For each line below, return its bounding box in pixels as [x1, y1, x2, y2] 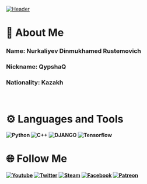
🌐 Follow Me [6, 152, 67, 165]
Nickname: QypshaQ [6, 63, 66, 71]
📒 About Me [6, 26, 64, 39]
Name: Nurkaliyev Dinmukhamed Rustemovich [6, 47, 142, 55]
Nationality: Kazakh [6, 78, 64, 86]
